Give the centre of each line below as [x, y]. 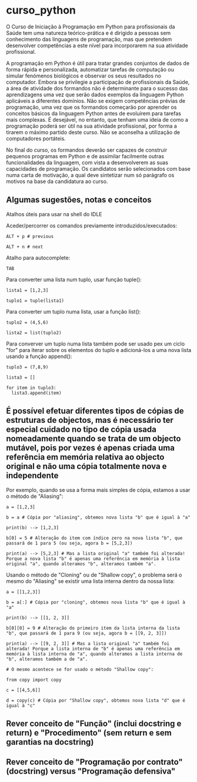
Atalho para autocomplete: [38, 258]
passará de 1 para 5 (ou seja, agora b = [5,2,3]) [69, 543]
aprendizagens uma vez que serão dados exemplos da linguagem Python [95, 95]
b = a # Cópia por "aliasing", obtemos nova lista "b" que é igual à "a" [98, 517]
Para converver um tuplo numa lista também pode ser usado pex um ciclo [96, 344]
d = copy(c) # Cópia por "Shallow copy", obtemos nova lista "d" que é [96, 700]
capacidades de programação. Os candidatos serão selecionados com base [98, 168]
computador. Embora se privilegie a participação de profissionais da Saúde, [98, 82]
